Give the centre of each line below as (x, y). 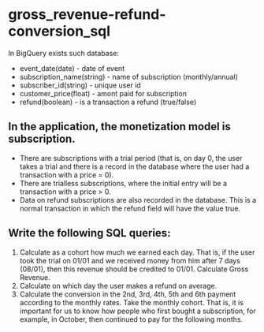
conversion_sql (59, 31)
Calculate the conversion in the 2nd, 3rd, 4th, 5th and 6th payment (128, 294)
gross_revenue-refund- (87, 15)
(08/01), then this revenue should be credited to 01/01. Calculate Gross (134, 269)
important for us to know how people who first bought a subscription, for (138, 311)
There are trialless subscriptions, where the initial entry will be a (123, 183)
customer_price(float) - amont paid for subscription (103, 93)
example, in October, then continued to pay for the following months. (131, 319)
